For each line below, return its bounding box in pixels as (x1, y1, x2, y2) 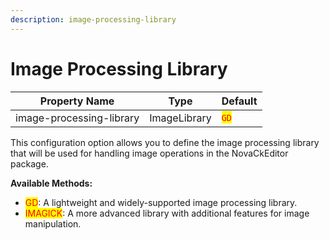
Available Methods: (10, 177, 93, 189)
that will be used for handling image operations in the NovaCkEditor (10, 147, 289, 159)
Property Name (39, 94, 115, 108)
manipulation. (24, 217, 82, 230)
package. (10, 157, 49, 170)
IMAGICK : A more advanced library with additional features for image (24, 207, 310, 219)
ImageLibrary (149, 111, 212, 125)
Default (221, 94, 258, 108)
